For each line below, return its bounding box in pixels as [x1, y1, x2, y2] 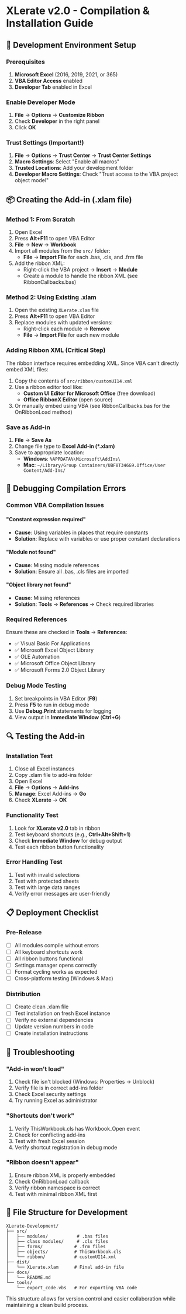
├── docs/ [6, 1269, 30, 1275]
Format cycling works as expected [14, 968, 98, 975]
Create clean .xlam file [14, 1003, 69, 1010]
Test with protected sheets [14, 877, 80, 884]
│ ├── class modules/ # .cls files [6, 1238, 109, 1244]
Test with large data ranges [14, 883, 81, 891]
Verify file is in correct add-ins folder [14, 1084, 104, 1091]
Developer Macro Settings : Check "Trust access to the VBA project [14, 170, 178, 177]
